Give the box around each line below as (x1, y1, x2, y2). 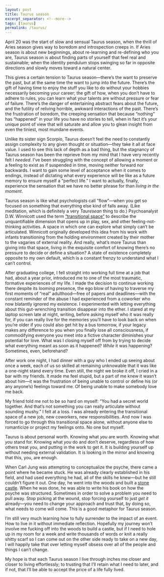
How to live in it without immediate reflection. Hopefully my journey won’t (5, 521, 153, 526)
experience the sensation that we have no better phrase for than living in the (5, 183, 159, 189)
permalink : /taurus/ (5, 26, 47, 30)
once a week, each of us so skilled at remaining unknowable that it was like (5, 363, 157, 368)
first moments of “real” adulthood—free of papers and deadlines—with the (5, 290, 156, 297)
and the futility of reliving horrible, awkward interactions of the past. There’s (5, 106, 158, 112)
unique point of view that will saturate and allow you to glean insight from (5, 121, 153, 128)
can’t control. (5, 261, 32, 266)
